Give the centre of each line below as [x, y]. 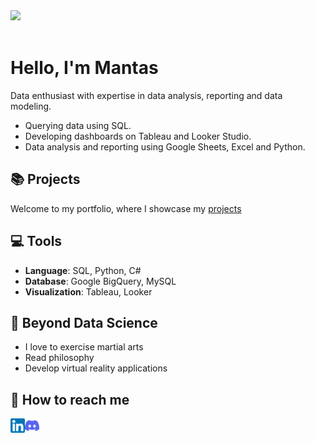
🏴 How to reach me [70, 399]
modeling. [31, 106]
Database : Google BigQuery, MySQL [100, 281]
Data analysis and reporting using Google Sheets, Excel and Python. [165, 146]
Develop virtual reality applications [96, 368]
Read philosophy [59, 358]
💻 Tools [36, 241]
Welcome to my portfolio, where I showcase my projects [126, 208]
